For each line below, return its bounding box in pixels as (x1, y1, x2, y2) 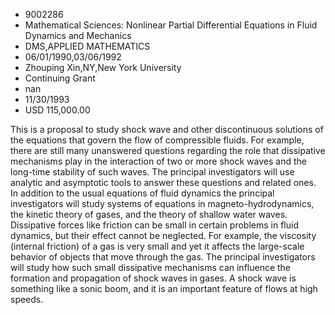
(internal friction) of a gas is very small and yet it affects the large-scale (10, 240, 305, 252)
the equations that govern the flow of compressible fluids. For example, (10, 134, 305, 146)
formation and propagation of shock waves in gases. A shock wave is (10, 272, 297, 284)
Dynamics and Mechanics (24, 30, 132, 41)
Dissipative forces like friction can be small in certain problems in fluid (10, 219, 299, 231)
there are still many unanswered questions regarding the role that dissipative (10, 145, 326, 156)
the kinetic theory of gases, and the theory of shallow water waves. (10, 209, 288, 220)
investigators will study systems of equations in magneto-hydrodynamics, (10, 198, 315, 209)
